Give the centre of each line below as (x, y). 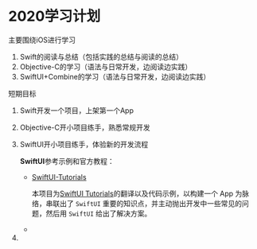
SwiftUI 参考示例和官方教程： (67, 161)
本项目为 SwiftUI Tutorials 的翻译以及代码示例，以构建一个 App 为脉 (140, 193)
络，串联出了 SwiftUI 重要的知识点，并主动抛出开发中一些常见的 (137, 203)
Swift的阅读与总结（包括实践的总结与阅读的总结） (101, 56)
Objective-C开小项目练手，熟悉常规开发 (85, 127)
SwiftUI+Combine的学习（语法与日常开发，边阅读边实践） (115, 76)
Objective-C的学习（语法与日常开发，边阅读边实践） (106, 66)
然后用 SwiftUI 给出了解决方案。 (99, 213)
